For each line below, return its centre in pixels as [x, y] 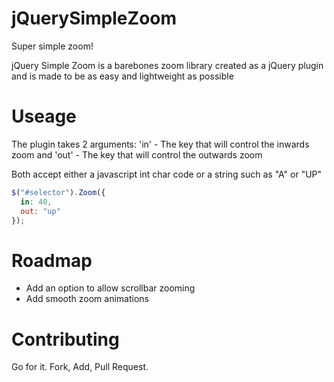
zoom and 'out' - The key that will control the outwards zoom [137, 154]
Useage [44, 116]
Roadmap [52, 260]
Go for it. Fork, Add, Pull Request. [80, 367]
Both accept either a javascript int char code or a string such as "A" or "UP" [167, 174]
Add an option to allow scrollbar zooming [110, 288]
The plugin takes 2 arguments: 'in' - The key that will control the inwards [160, 144]
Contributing [65, 339]
